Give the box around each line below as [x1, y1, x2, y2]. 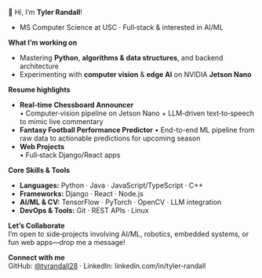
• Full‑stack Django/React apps [19, 150, 121, 159]
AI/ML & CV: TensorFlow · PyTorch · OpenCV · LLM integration [19, 197, 222, 207]
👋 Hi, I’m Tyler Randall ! [8, 8, 82, 16]
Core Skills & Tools [8, 166, 71, 174]
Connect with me [8, 253, 65, 262]
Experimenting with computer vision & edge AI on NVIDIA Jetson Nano [19, 70, 253, 79]
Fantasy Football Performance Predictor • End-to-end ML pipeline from [19, 126, 255, 134]
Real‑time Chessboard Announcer [19, 101, 134, 109]
